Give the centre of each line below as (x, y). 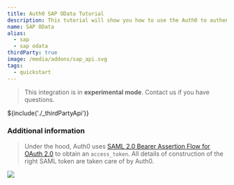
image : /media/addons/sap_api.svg (57, 59)
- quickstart (32, 72)
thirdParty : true (32, 53)
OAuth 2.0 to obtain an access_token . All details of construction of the (124, 154)
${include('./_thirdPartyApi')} (48, 113)
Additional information (46, 131)
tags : (15, 66)
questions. (39, 99)
